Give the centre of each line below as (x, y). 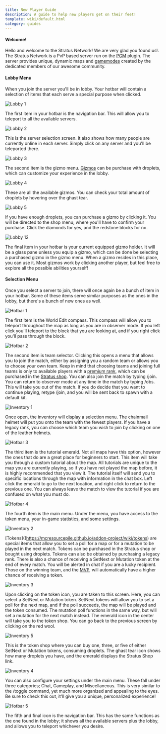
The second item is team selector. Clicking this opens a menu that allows (79, 355)
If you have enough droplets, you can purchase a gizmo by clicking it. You (81, 217)
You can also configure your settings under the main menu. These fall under (83, 680)
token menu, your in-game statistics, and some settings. (62, 519)
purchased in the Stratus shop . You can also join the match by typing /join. (81, 376)
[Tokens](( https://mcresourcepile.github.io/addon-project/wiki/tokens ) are (81, 538)
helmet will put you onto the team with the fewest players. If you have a (78, 422)
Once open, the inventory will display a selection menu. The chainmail (76, 417)
